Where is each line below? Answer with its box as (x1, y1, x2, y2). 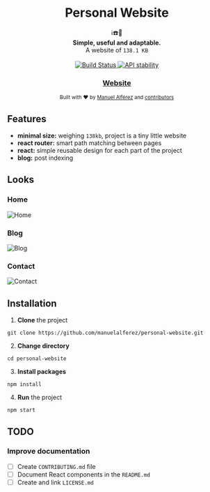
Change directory (17, 342, 70, 350)
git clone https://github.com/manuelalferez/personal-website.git (7, 329, 204, 336)
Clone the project (17, 316, 68, 325)
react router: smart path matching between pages (17, 139, 162, 147)
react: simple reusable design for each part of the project (17, 147, 182, 155)
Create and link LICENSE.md (17, 478, 94, 486)
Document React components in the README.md (17, 470, 151, 479)
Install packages (17, 368, 67, 376)
